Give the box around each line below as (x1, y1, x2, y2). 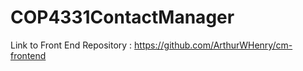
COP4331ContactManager (10, 6, 235, 29)
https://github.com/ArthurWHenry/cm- (134, 39, 293, 51)
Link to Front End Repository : (10, 39, 133, 51)
